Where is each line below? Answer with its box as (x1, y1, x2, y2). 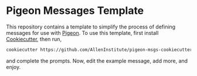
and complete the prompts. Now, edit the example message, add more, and (6, 57, 188, 64)
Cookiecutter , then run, (6, 35, 62, 42)
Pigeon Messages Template (6, 4, 144, 17)
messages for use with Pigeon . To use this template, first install (6, 29, 159, 36)
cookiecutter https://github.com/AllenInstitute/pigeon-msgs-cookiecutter (6, 46, 193, 53)
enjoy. (6, 63, 21, 70)
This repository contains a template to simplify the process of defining (6, 23, 176, 30)
